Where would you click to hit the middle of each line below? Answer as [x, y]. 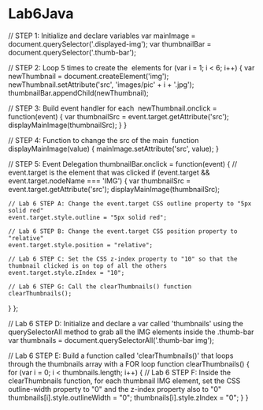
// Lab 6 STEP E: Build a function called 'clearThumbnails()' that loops [121, 355]
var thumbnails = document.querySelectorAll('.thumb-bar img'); [111, 340]
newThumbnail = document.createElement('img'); [89, 76]
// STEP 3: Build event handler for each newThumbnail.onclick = [113, 108]
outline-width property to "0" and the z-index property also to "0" [115, 389]
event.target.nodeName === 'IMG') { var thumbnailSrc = [100, 181]
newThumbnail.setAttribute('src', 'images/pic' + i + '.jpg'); [101, 85]
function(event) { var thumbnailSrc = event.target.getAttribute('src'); [119, 116]
